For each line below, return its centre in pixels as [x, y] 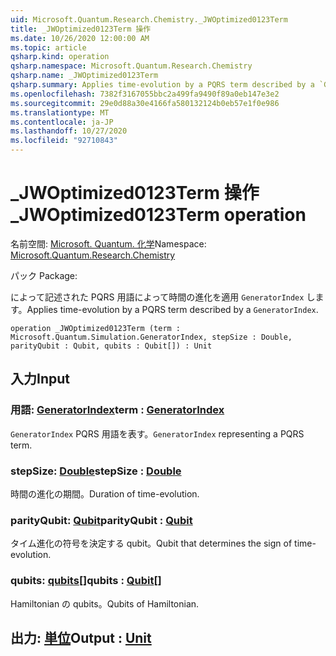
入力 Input [40, 379]
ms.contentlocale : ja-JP [62, 122]
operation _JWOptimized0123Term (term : [96, 328]
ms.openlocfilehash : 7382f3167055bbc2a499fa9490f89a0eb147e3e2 [145, 94]
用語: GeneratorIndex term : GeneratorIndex [117, 410]
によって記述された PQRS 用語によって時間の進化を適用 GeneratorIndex [157, 297]
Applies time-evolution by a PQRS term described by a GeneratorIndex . [172, 309]
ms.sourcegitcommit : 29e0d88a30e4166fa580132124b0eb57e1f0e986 [145, 103]
